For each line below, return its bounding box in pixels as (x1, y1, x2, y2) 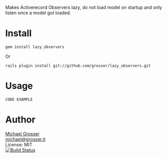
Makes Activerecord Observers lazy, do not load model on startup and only (5, 5, 162, 10)
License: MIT (5, 141, 32, 147)
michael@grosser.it (5, 136, 46, 142)
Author (5, 114, 36, 125)
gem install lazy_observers (5, 44, 65, 49)
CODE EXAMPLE (5, 97, 33, 102)
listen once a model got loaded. (5, 10, 71, 16)
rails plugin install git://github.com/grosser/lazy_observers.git (5, 63, 151, 68)
